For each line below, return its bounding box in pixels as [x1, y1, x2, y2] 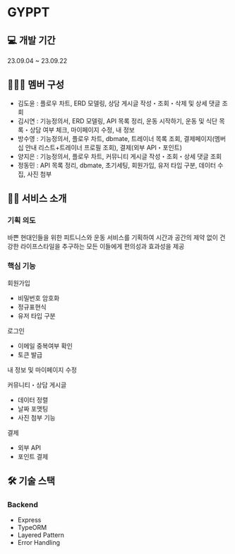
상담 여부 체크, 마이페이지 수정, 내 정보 [29, 125, 135, 134]
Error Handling [17, 538, 61, 547]
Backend [7, 500, 39, 510]
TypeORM [17, 524, 47, 532]
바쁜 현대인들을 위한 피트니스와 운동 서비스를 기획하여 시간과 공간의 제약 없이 [7, 233, 219, 242]
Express [17, 516, 42, 524]
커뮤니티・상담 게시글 [7, 380, 67, 389]
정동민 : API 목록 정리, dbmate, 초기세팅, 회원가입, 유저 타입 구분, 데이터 [17, 161, 217, 169]
